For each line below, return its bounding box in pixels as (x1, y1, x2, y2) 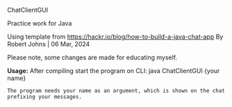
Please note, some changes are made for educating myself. (7, 53, 178, 61)
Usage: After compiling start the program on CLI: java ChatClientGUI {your (7, 67, 220, 75)
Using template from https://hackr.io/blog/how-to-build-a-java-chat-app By (7, 32, 224, 41)
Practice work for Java (7, 19, 72, 27)
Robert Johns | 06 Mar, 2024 (7, 40, 90, 48)
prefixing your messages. (7, 93, 82, 100)
